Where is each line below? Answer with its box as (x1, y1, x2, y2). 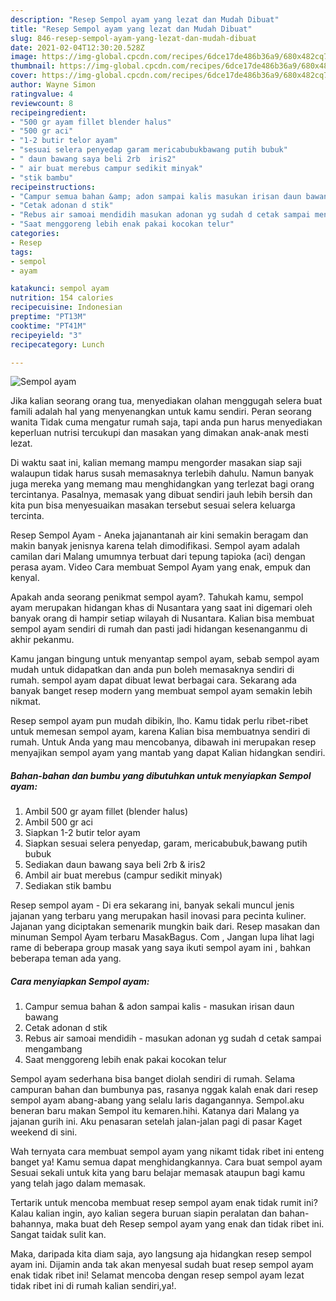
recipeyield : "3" (10, 330, 83, 340)
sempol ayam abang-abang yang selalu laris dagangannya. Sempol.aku (10, 1094, 305, 1106)
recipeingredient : (10, 107, 87, 118)
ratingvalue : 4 (10, 89, 74, 99)
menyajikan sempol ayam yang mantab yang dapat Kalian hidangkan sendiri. (10, 747, 326, 759)
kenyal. (10, 572, 40, 584)
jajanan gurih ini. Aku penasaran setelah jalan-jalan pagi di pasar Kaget (10, 1116, 303, 1128)
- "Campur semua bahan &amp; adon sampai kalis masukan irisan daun (10, 191, 302, 201)
